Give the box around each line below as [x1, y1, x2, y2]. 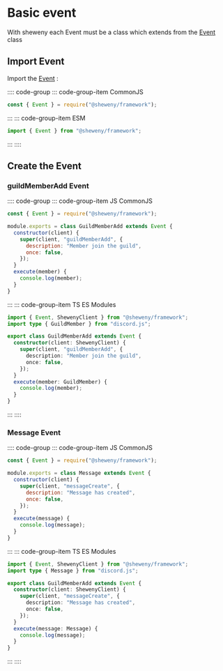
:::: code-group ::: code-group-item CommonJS [7, 87, 144, 96]
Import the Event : [7, 74, 59, 82]
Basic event [7, 5, 77, 21]
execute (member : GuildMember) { [13, 378, 108, 385]
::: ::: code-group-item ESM [7, 114, 86, 122]
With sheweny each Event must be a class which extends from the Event [7, 28, 216, 36]
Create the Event [7, 160, 82, 172]
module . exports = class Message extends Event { [7, 469, 151, 477]
